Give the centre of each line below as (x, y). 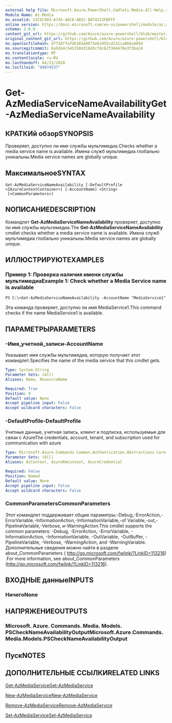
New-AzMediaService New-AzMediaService (51, 695)
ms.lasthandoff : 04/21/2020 (35, 63)
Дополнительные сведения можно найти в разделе (62, 547)
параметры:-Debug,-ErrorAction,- (127, 515)
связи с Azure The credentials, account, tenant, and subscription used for (83, 438)
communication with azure (33, 443)
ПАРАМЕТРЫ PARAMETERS (50, 329)
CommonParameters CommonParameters (58, 504)
